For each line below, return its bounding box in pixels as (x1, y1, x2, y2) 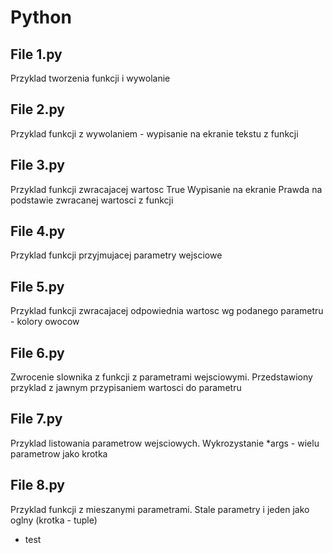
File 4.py (10, 223, 66, 240)
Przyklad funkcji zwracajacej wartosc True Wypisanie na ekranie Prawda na (10, 183, 323, 195)
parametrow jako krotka (10, 447, 108, 460)
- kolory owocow (10, 316, 80, 328)
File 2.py (10, 101, 65, 118)
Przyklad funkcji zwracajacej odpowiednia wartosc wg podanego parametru (10, 305, 324, 317)
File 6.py (10, 344, 65, 361)
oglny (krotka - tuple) (10, 514, 98, 526)
